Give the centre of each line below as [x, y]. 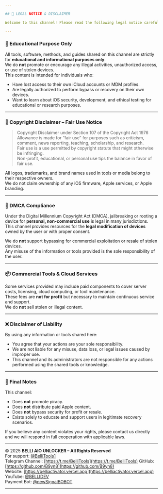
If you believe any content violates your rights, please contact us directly [78, 432]
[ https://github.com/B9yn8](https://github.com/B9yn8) [60, 466]
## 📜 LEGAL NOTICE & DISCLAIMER [38, 14]
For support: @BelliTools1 [30, 456]
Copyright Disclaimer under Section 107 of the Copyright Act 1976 [83, 133]
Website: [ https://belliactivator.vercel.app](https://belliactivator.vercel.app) [80, 472]
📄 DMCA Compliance [30, 206]
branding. [15, 189]
